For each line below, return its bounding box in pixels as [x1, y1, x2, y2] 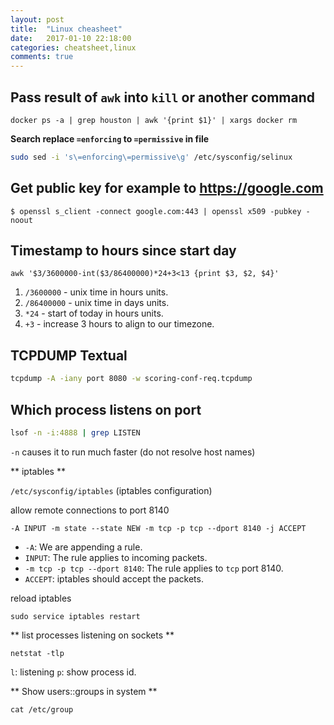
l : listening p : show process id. [10, 666, 137, 678]
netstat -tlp [10, 648, 65, 658]
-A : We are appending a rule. [24, 541, 143, 553]
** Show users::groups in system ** [10, 685, 158, 697]
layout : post [10, 14, 65, 25]
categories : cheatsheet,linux [10, 42, 137, 53]
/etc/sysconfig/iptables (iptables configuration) [10, 484, 213, 496]
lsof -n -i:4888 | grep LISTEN [10, 427, 141, 438]
